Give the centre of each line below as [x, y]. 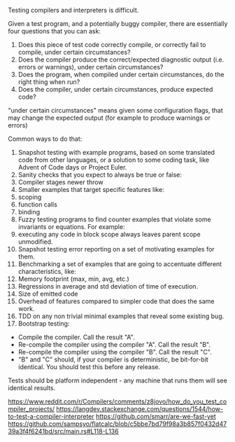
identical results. [32, 388]
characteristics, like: [47, 271]
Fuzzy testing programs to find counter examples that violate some [115, 219]
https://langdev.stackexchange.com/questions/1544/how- [140, 409]
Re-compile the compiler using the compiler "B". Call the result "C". [115, 352]
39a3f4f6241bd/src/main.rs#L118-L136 [63, 431]
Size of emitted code [48, 294]
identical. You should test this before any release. [89, 367]
